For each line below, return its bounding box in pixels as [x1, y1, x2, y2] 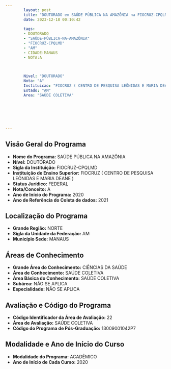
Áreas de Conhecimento [5, 251, 84, 259]
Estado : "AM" [23, 88, 51, 93]
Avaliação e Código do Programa [5, 301, 111, 309]
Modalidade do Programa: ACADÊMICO [12, 353, 97, 360]
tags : [23, 27, 36, 32]
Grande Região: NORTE [12, 225, 63, 231]
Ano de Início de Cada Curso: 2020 [12, 359, 88, 365]
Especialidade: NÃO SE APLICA [12, 286, 80, 292]
